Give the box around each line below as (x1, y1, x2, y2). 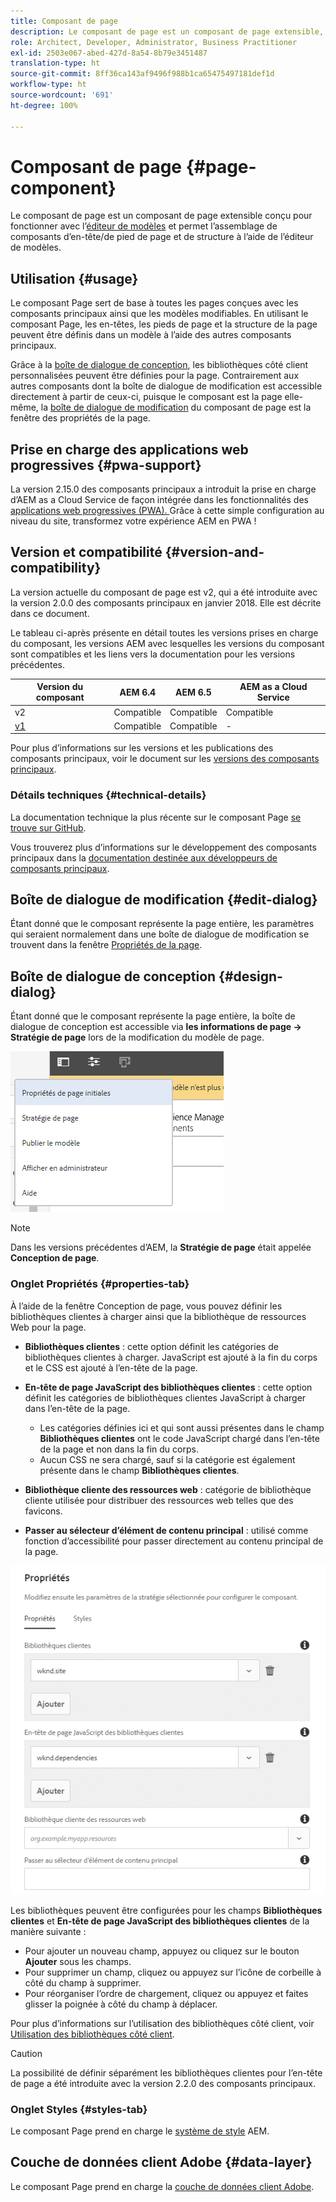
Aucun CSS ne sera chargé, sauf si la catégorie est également (39, 1453, 296, 1465)
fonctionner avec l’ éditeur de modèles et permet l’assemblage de (10, 220, 278, 232)
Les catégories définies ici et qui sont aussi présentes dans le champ (39, 1421, 325, 1434)
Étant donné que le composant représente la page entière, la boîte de (10, 1010, 296, 1022)
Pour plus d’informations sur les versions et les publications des (10, 742, 274, 754)
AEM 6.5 (175, 686, 212, 698)
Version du (36, 681, 84, 693)
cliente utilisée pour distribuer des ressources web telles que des (24, 1494, 294, 1506)
